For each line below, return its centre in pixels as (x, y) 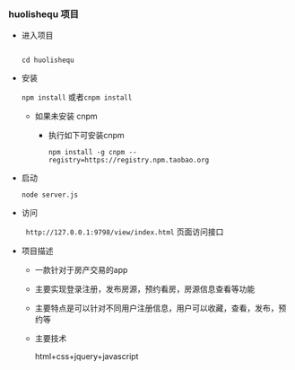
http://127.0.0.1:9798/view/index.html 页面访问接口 (125, 232)
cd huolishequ (48, 60)
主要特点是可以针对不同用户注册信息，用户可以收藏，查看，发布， (156, 308)
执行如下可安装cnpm (86, 136)
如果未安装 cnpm (66, 116)
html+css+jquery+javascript (87, 357)
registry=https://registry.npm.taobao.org (129, 160)
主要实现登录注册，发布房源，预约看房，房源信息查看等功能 (145, 289)
